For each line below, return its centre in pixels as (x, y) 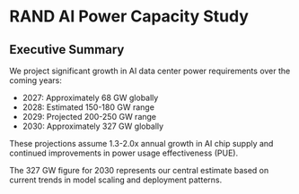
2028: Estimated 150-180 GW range (88, 107)
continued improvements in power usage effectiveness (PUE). (124, 153)
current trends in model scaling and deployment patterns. (116, 180)
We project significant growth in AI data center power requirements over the (150, 71)
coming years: (36, 80)
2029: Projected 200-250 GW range (89, 117)
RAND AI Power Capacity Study (129, 17)
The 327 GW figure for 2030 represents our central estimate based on (139, 170)
